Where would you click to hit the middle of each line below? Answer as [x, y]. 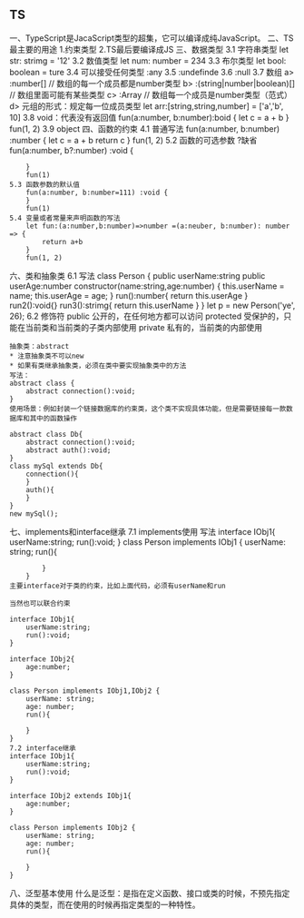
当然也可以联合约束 [40, 603]
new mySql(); [34, 513]
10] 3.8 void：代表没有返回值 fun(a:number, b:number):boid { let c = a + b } [149, 117]
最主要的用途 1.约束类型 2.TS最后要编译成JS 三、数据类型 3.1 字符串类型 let [149, 49]
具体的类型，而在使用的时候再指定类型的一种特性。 [105, 904]
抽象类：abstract [39, 346]
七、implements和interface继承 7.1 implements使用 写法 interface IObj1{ [142, 531]
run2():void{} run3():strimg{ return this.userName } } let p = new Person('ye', [152, 305]
